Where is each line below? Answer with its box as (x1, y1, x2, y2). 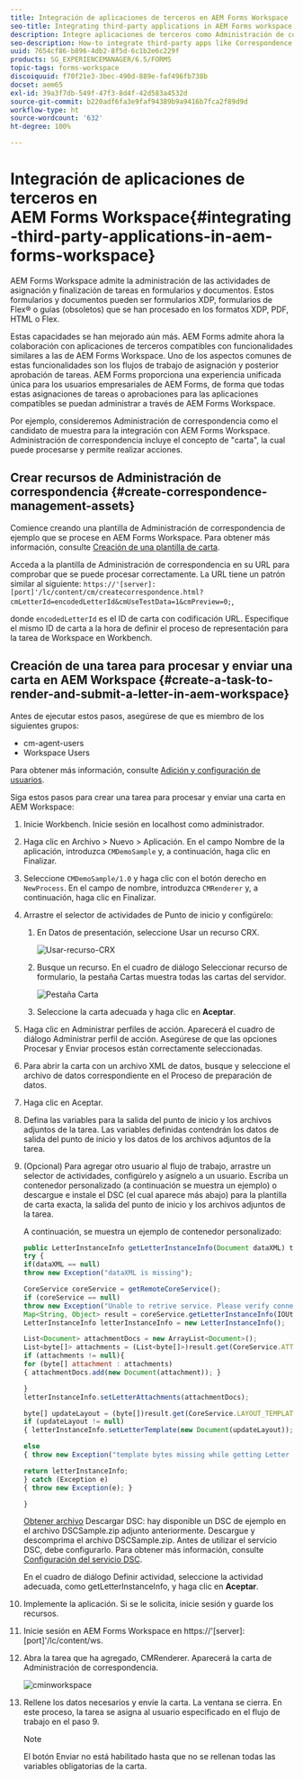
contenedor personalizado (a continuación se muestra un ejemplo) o (22, 1180, 278, 1191)
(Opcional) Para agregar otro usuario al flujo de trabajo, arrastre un (22, 1160, 272, 1172)
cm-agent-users (22, 737, 85, 748)
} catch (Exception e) (22, 1474, 109, 1483)
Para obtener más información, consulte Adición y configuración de (10, 764, 261, 775)
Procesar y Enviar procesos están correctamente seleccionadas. (22, 1043, 263, 1054)
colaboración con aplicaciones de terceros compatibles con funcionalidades (10, 340, 293, 351)
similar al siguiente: (10, 578, 82, 589)
